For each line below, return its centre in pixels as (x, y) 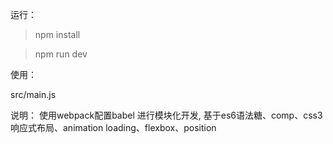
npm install (57, 34)
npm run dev (61, 54)
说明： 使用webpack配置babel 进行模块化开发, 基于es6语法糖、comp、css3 (166, 115)
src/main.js (33, 94)
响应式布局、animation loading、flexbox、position (113, 127)
